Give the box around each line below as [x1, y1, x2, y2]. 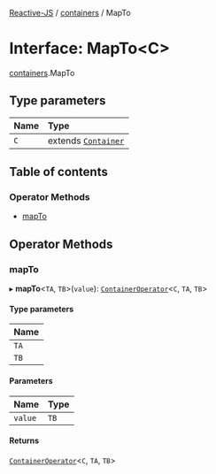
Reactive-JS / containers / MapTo [9, 8, 131, 18]
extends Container [47, 134, 125, 147]
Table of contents [9, 164, 108, 180]
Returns [9, 435, 40, 446]
